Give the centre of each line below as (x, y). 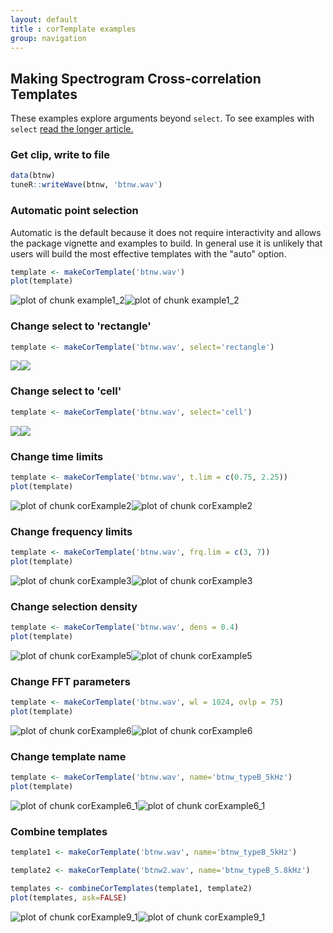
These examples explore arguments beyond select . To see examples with (162, 118)
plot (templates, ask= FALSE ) (69, 897)
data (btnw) (33, 176)
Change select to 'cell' (66, 391)
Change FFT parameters (70, 681)
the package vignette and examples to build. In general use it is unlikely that (166, 243)
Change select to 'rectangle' (81, 326)
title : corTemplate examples (73, 29)
